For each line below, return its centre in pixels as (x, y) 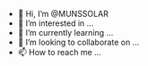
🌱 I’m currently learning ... (65, 33)
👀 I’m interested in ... (56, 23)
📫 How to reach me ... (59, 52)
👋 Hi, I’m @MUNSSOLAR (63, 14)
